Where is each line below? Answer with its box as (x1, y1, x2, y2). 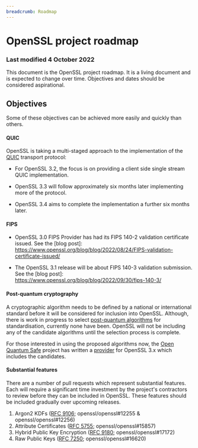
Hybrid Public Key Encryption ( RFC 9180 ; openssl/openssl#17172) (14, 428, 175, 436)
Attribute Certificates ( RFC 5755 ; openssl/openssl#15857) (14, 422, 156, 430)
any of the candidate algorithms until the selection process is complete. (6, 328, 181, 335)
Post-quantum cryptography (6, 290, 79, 297)
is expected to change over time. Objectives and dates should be (6, 75, 165, 82)
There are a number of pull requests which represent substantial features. (6, 379, 187, 386)
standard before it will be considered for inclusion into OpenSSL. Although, (6, 309, 189, 317)
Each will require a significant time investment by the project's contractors (6, 386, 188, 393)
